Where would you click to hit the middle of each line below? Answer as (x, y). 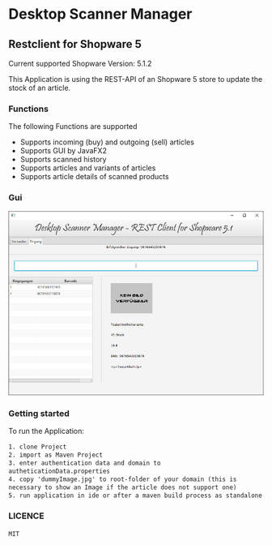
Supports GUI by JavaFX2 (64, 151)
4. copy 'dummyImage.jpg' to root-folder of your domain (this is (123, 479)
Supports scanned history (63, 160)
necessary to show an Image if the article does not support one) (123, 487)
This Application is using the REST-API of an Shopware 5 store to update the (136, 79)
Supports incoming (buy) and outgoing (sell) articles (107, 142)
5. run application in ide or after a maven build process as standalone (136, 496)
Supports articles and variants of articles (88, 168)
